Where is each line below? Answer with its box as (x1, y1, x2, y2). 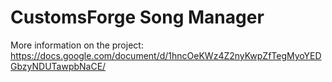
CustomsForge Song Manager (10, 6, 265, 29)
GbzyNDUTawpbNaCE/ (10, 60, 107, 72)
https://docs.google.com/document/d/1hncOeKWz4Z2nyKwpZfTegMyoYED (10, 49, 322, 61)
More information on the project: (10, 39, 144, 51)
